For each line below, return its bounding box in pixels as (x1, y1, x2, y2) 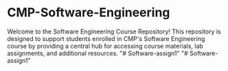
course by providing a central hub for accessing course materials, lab (7, 42, 204, 50)
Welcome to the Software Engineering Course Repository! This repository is (7, 27, 221, 35)
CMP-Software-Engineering (7, 5, 170, 20)
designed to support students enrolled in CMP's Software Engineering (7, 34, 205, 42)
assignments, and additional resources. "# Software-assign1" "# (7, 49, 189, 57)
